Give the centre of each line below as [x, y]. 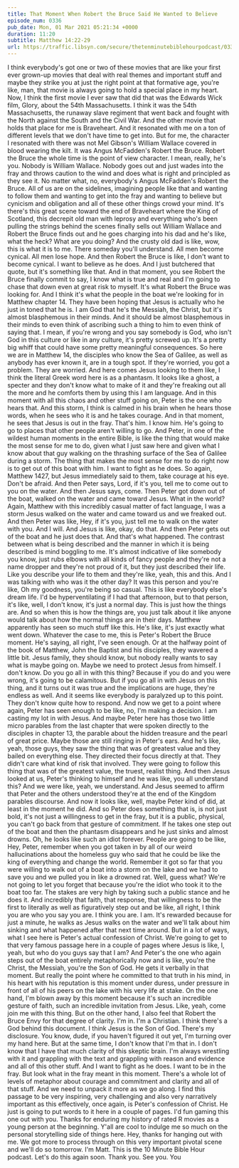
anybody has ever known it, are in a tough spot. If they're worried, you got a [118, 363]
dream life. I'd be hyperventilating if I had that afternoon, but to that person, [118, 597]
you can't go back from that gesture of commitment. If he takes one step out [119, 824]
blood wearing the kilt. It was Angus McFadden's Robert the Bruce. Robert [116, 151]
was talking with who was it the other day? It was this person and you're [113, 582]
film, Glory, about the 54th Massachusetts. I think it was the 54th [102, 105]
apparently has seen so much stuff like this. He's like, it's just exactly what [116, 627]
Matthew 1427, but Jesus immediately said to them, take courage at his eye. [118, 476]
